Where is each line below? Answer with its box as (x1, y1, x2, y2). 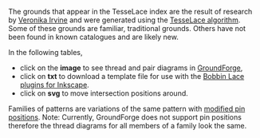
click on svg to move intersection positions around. (19, 89, 189, 98)
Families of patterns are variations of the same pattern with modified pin (8, 104, 246, 113)
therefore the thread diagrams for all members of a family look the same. (8, 121, 247, 130)
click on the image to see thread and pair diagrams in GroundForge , (19, 63, 243, 73)
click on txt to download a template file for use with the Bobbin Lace (19, 72, 245, 81)
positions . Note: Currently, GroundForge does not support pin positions (8, 112, 242, 122)
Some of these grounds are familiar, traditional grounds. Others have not (8, 24, 246, 33)
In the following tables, (8, 48, 83, 57)
